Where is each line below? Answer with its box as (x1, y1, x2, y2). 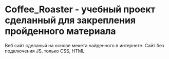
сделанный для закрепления (5, 14, 136, 26)
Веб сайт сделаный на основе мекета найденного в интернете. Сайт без (5, 42, 164, 48)
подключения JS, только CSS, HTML (5, 48, 85, 54)
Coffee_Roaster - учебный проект (5, 4, 156, 15)
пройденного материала (5, 26, 116, 37)
